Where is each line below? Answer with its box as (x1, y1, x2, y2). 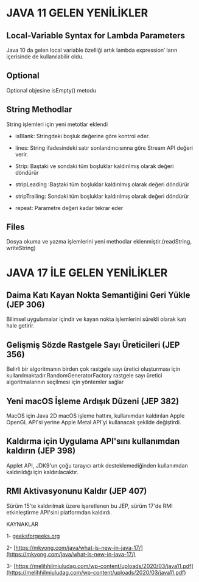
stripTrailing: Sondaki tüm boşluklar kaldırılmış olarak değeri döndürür (15, 192, 190, 200)
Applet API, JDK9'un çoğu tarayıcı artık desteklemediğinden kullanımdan (6, 461, 189, 469)
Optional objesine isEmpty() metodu (6, 86, 96, 94)
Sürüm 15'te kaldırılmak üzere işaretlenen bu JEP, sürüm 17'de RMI (6, 502, 173, 510)
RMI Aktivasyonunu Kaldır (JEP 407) (6, 486, 147, 496)
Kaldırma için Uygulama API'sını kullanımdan (6, 436, 180, 447)
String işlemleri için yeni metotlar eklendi (6, 121, 108, 128)
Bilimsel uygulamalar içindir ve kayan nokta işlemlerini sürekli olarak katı (6, 315, 187, 323)
